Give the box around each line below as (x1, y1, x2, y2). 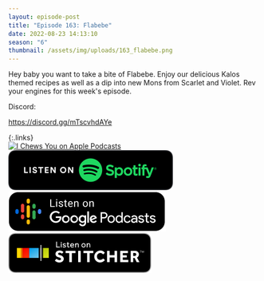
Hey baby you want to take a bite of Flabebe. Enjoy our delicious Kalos (8, 69, 240, 79)
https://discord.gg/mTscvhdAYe (8, 117, 112, 127)
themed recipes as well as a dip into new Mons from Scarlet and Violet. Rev (8, 78, 257, 88)
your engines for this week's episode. (8, 86, 132, 96)
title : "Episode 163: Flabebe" (8, 21, 112, 30)
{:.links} (8, 133, 34, 143)
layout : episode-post (8, 13, 81, 21)
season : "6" (8, 38, 48, 46)
